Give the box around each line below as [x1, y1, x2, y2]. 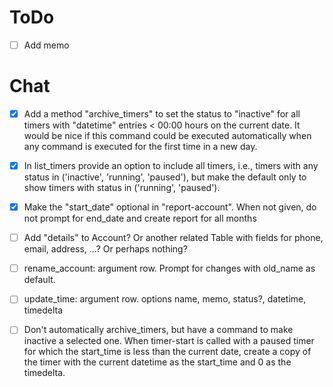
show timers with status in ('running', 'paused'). [23, 182, 221, 194]
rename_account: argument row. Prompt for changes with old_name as [23, 262, 316, 275]
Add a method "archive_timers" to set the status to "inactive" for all [23, 107, 301, 120]
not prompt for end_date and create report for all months [23, 212, 257, 225]
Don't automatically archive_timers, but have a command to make [23, 324, 294, 336]
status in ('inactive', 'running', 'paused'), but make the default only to [23, 171, 307, 183]
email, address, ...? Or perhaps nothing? [23, 243, 188, 255]
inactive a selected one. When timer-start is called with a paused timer [23, 335, 315, 347]
